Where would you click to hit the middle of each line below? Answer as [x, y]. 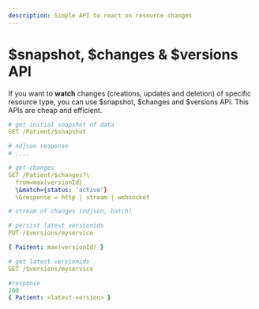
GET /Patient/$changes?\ [49, 175]
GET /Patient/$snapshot [47, 132]
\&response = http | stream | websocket [83, 197]
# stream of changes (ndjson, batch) [70, 211]
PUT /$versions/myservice [51, 233]
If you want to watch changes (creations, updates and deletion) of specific [129, 93]
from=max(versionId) [49, 183]
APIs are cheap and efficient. [55, 110]
